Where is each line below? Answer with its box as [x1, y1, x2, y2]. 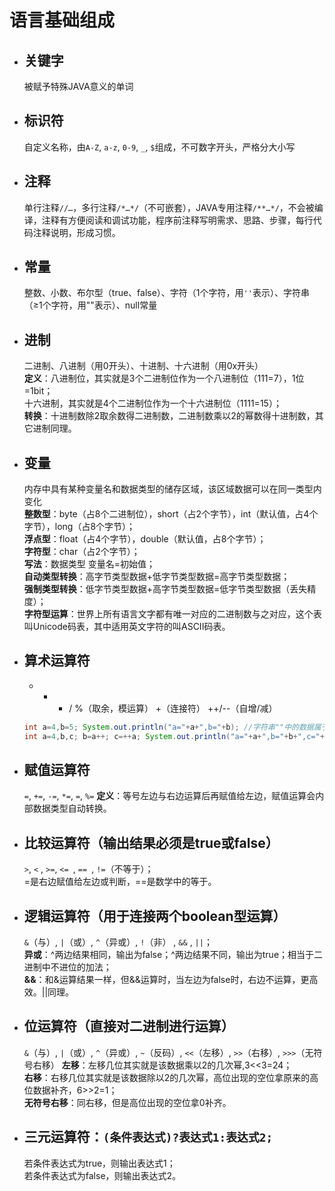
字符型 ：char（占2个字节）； [23, 546, 141, 558]
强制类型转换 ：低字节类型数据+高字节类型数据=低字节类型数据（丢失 [23, 583, 308, 595]
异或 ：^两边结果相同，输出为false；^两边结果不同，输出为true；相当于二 [23, 949, 324, 961]
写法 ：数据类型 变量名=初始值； [23, 558, 156, 570]
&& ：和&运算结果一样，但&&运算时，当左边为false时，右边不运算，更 [23, 974, 310, 986]
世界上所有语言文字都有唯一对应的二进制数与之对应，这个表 [76, 608, 322, 620]
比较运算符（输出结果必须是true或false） [23, 834, 279, 851]
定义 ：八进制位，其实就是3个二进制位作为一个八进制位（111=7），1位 [23, 372, 305, 385]
